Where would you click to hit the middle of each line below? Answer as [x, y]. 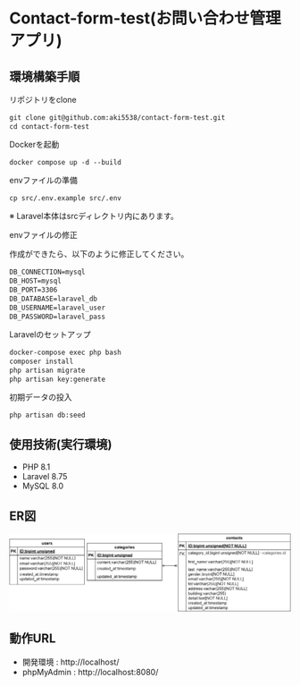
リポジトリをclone [43, 100]
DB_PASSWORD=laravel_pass [57, 317]
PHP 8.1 [36, 467]
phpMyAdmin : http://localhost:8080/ [90, 672]
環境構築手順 [45, 76]
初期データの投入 [41, 397]
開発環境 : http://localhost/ [71, 662]
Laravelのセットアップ [50, 335]
